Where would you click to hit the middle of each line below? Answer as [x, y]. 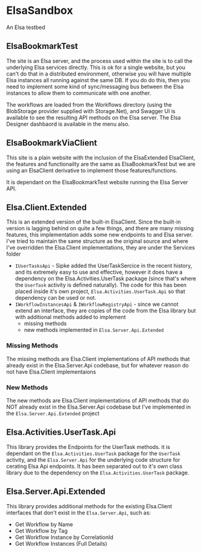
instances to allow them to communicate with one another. [79, 93]
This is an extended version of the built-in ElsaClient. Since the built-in [93, 222]
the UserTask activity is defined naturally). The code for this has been [101, 285]
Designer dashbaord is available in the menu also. [68, 124]
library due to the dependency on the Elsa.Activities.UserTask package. [98, 473]
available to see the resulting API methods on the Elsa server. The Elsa [93, 117]
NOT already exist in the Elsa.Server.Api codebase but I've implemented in [99, 407]
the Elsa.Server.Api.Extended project [53, 413]
